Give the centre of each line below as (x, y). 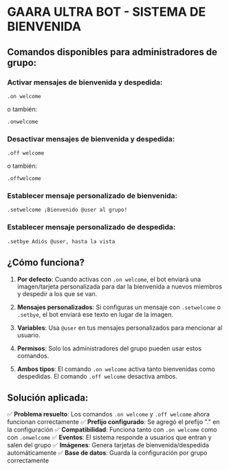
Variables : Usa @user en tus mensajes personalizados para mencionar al (120, 328)
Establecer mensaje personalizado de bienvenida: (92, 196)
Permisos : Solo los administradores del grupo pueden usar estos (109, 348)
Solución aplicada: (48, 398)
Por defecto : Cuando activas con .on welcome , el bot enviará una (109, 279)
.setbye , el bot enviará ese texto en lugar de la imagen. (95, 314)
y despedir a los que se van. (57, 293)
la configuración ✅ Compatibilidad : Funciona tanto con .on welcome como (112, 429)
